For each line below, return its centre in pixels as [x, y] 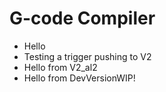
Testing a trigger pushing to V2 [87, 56]
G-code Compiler [82, 18]
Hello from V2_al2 [60, 67]
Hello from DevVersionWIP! [79, 78]
